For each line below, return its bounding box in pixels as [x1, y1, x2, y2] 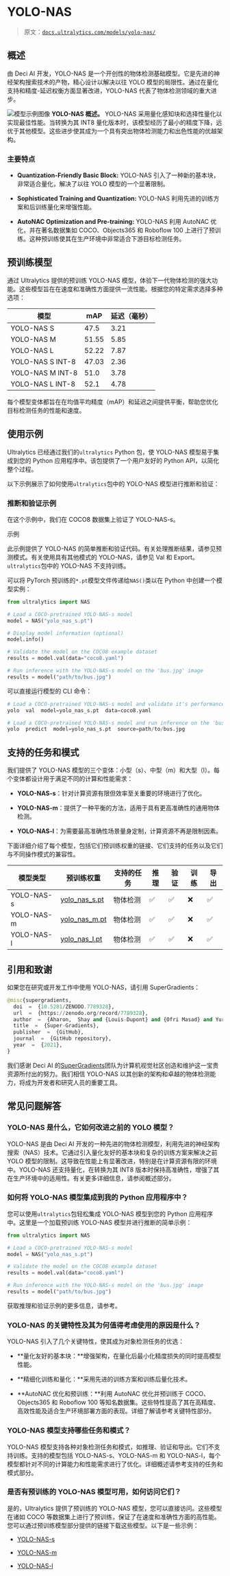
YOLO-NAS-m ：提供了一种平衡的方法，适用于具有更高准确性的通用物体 [16, 804, 220, 812]
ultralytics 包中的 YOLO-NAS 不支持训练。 [7, 561, 130, 570]
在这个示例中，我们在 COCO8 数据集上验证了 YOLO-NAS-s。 [7, 515, 179, 523]
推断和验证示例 [7, 499, 57, 508]
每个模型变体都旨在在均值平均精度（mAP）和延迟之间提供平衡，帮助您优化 [7, 398, 218, 406]
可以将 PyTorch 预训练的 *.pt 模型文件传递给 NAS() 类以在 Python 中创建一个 [7, 576, 217, 584]
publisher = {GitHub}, [13, 1029, 84, 1036]
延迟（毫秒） [110, 311, 153, 321]
